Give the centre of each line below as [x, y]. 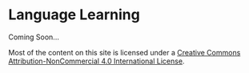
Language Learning [74, 15]
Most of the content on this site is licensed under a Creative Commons [124, 52]
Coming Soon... [34, 37]
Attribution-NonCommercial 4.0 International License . [96, 61]
